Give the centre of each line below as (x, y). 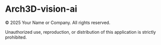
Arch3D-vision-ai (41, 9)
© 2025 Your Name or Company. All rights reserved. (58, 22)
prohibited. (16, 37)
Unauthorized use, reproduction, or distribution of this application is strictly (80, 32)
